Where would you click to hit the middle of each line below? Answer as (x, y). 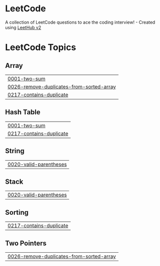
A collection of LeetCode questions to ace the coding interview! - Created (80, 22)
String (15, 151)
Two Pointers (26, 243)
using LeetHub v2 (23, 27)
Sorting (17, 212)
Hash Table (23, 112)
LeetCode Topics (41, 48)
